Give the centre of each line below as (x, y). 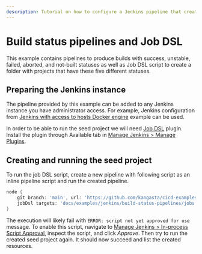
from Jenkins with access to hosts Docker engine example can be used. (95, 117)
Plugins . (16, 141)
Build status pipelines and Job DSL (95, 41)
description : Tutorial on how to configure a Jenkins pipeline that (94, 12)
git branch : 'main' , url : (50, 198)
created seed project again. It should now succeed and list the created (94, 239)
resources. (20, 246)
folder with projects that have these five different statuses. (79, 71)
